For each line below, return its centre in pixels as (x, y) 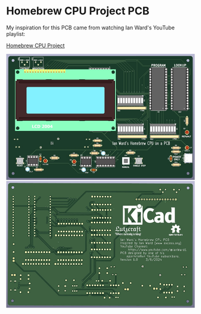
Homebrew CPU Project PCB (78, 11)
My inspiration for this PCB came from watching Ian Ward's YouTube (91, 28)
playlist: (16, 33)
